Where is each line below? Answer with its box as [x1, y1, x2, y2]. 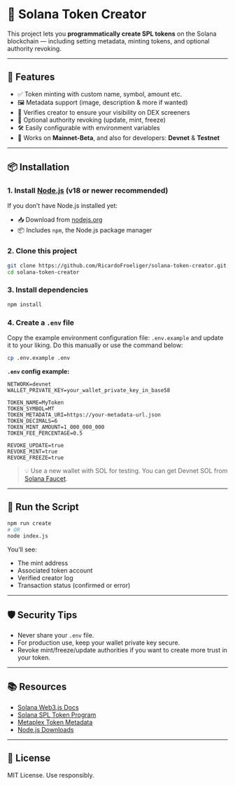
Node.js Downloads [17, 725, 74, 734]
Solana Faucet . [24, 474, 68, 482]
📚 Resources [7, 681, 67, 693]
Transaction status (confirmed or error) [17, 581, 131, 590]
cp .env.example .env [7, 354, 71, 361]
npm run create [7, 519, 52, 527]
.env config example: [7, 367, 70, 375]
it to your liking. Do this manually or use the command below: [7, 341, 183, 349]
